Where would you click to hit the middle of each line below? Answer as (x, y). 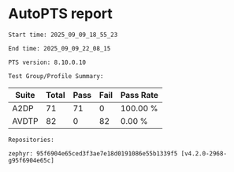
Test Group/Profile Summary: (56, 76)
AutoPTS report (60, 14)
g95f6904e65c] (32, 160)
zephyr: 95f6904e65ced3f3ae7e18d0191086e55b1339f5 (93, 153)
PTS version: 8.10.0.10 (47, 62)
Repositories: (32, 140)
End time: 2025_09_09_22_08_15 (59, 48)
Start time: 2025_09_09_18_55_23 (63, 35)
